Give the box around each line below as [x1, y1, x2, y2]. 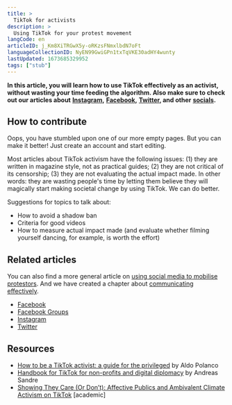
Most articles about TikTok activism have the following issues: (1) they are [7, 155, 218, 163]
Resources [7, 342, 55, 354]
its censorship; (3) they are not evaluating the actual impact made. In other [7, 170, 221, 178]
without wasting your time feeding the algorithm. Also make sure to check [7, 88, 226, 97]
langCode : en [7, 36, 45, 43]
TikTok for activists [13, 17, 76, 24]
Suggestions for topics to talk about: [7, 198, 111, 206]
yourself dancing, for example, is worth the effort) [17, 233, 160, 242]
